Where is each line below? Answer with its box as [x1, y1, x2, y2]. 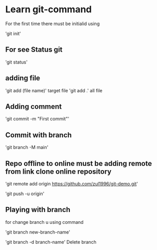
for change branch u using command [5, 219, 84, 225]
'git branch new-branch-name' [5, 229, 70, 235]
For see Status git [5, 45, 63, 54]
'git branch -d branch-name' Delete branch [5, 239, 96, 245]
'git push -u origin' [5, 191, 45, 197]
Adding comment [5, 102, 62, 111]
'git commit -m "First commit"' [5, 116, 69, 122]
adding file [5, 74, 41, 82]
